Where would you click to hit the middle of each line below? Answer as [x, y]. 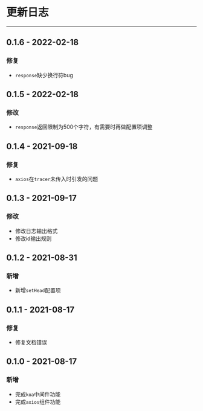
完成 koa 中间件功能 [38, 394]
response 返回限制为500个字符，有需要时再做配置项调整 [84, 127]
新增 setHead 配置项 [38, 290]
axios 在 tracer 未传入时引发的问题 [56, 179]
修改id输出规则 [33, 238]
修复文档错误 [31, 342]
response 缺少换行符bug [44, 75]
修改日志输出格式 [36, 231]
